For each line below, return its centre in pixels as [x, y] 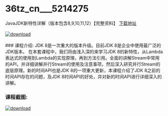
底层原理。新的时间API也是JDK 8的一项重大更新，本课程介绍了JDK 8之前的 [83, 70]
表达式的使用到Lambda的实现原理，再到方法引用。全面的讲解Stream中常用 [82, 57]
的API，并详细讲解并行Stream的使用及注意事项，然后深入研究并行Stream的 [83, 64]
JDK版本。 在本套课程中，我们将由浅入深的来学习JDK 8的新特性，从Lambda [84, 51]
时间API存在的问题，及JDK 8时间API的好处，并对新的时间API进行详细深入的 [83, 76]
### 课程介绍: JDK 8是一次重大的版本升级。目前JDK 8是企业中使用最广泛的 [83, 45]
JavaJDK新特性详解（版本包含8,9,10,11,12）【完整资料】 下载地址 [71, 23]
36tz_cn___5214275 [47, 9]
